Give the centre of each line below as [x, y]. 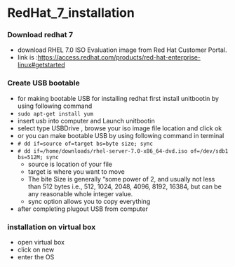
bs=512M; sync [38, 157]
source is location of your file [70, 164]
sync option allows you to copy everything [89, 201]
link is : [28, 57]
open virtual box [41, 242]
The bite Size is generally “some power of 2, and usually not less [121, 179]
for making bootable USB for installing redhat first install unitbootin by [118, 98]
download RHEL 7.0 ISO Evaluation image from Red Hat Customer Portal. [122, 50]
